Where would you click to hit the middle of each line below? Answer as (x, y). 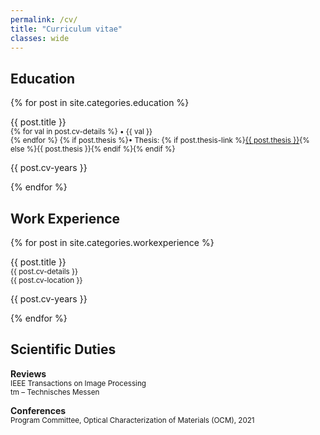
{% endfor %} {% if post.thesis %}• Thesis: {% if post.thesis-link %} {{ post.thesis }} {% (160, 141)
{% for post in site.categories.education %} (100, 103)
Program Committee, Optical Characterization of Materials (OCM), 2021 (132, 420)
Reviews (28, 373)
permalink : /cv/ (44, 19)
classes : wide (40, 38)
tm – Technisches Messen (55, 392)
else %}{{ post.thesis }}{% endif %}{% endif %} (93, 149)
